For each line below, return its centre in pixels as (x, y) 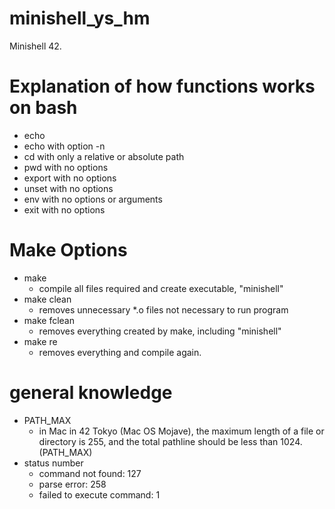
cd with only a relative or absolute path (104, 156)
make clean (47, 299)
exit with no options (64, 209)
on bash (43, 108)
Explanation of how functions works (162, 86)
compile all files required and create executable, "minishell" (161, 288)
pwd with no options (66, 167)
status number (53, 463)
